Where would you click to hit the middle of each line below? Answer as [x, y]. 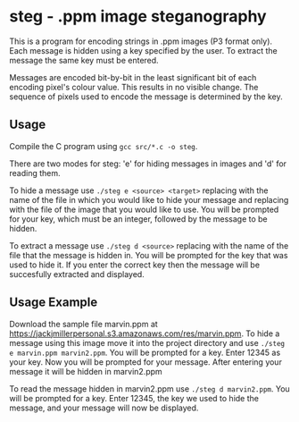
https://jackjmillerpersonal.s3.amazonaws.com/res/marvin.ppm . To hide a [145, 333]
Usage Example [54, 303]
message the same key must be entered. [84, 60]
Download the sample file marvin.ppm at [83, 324]
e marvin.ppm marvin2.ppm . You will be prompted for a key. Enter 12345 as [145, 352]
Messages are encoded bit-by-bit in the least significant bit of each [133, 77]
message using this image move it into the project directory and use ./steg [147, 342]
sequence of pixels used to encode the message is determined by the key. [146, 97]
